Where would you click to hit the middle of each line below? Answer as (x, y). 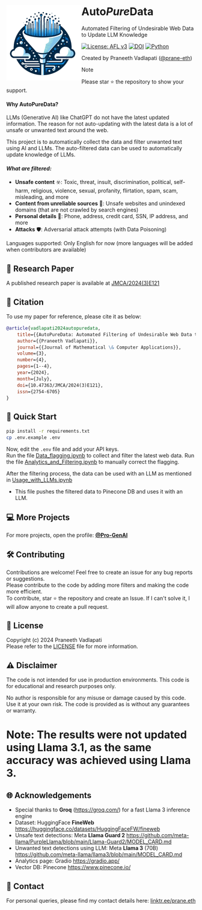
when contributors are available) (46, 250)
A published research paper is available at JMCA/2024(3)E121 (83, 283)
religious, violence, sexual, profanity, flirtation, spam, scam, (105, 191)
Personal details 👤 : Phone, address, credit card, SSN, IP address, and (101, 216)
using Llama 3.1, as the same (79, 748)
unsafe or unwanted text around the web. (57, 130)
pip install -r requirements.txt (48, 432)
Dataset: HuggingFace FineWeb (54, 823)
